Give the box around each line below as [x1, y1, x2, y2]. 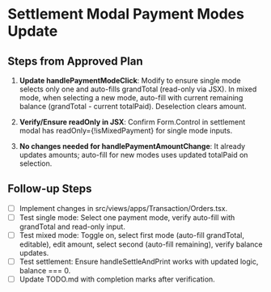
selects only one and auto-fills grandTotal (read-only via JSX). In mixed [19, 84, 257, 94]
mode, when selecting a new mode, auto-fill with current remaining [19, 93, 243, 102]
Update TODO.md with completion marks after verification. [19, 274, 215, 284]
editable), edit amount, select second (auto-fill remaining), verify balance [19, 239, 264, 249]
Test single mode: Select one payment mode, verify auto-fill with [19, 212, 235, 222]
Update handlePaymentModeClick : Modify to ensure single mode [19, 76, 241, 85]
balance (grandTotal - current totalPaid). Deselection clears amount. [19, 102, 248, 111]
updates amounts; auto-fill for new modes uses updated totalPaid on [19, 150, 248, 159]
